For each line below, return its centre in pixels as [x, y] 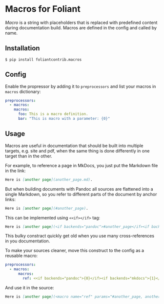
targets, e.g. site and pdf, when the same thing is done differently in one [77, 151]
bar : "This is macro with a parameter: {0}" [64, 119]
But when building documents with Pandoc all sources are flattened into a [79, 189]
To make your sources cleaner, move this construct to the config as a [75, 251]
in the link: [15, 171]
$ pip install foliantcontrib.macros [43, 60]
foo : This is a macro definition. [53, 114]
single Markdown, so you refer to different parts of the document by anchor [81, 194]
